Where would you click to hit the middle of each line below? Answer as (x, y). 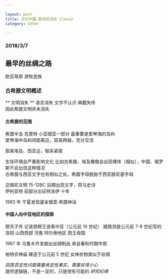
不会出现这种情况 (27, 168)
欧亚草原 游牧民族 (23, 77)
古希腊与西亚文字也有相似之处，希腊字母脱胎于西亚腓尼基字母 (69, 174)
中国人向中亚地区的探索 (30, 214)
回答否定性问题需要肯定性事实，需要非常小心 (52, 265)
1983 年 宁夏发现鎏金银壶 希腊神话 (41, 202)
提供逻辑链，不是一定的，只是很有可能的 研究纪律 (57, 271)
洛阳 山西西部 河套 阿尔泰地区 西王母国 (45, 233)
